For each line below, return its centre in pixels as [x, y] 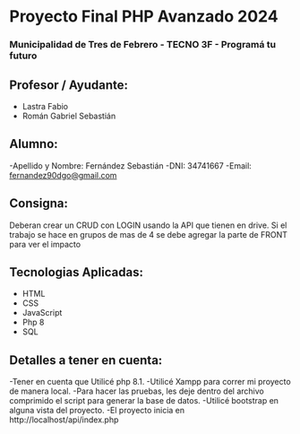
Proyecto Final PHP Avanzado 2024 [144, 17]
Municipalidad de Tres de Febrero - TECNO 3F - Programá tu [142, 45]
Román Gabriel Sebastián [69, 116]
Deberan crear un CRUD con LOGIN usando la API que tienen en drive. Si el [148, 225]
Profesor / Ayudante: [69, 85]
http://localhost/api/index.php [64, 420]
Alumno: [34, 144]
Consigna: [39, 204]
